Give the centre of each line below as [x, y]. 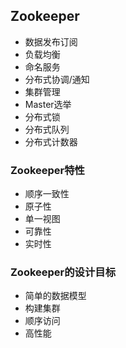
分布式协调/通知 [57, 79]
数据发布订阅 [51, 41]
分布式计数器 [51, 141]
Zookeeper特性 [47, 170]
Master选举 [48, 104]
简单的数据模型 [55, 296]
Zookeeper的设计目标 [63, 272]
